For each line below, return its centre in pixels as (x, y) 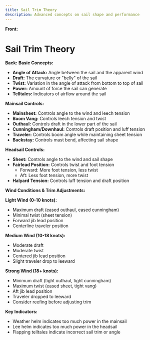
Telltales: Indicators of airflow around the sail (59, 94)
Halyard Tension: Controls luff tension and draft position (71, 181)
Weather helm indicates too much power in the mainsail (69, 321)
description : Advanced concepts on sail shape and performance (72, 15)
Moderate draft (28, 245)
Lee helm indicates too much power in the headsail (65, 327)
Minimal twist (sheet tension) (42, 215)
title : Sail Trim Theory (31, 10)
